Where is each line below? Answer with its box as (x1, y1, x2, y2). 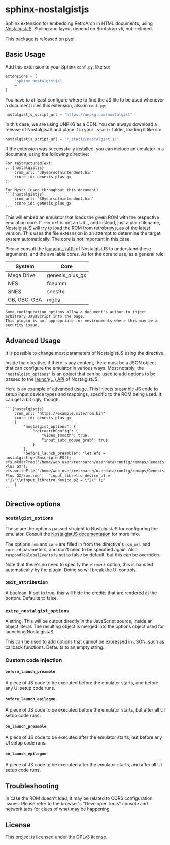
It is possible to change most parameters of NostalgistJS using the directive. (5, 350, 165, 356)
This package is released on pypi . (5, 36, 76, 42)
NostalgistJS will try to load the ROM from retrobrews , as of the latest (5, 225, 151, 231)
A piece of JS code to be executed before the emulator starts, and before (5, 680, 159, 686)
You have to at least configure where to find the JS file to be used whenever (5, 97, 164, 103)
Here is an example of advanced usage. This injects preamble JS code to (5, 386, 158, 392)
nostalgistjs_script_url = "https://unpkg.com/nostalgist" (5, 112, 133, 117)
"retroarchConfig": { (32, 428, 79, 433)
